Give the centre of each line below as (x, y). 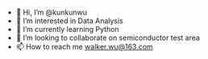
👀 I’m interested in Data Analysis (69, 21)
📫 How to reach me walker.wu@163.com (84, 47)
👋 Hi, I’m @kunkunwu (51, 12)
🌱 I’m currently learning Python (67, 29)
